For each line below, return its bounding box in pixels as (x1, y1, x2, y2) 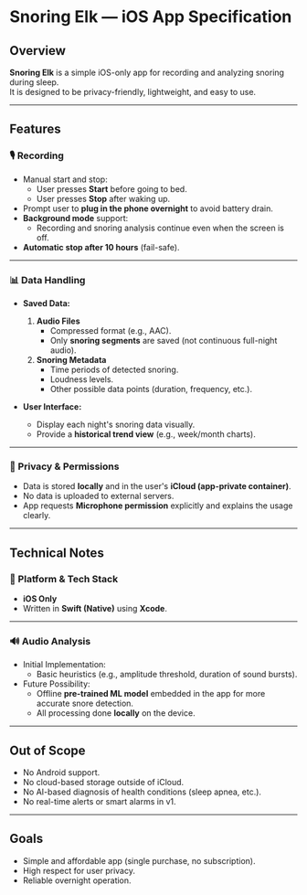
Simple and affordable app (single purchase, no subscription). (22, 855, 256, 866)
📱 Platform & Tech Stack (9, 572, 119, 585)
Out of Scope (9, 742, 86, 758)
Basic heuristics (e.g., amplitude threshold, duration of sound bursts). (36, 669, 298, 680)
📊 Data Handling (9, 273, 86, 286)
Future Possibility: (22, 678, 90, 689)
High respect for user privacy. (22, 865, 135, 876)
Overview (9, 43, 67, 59)
